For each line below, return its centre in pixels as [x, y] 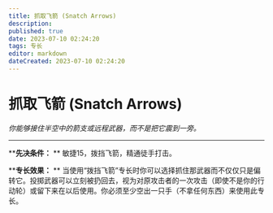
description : [30, 24]
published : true [36, 31]
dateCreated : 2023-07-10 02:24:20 [67, 62]
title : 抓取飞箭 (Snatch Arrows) [63, 16]
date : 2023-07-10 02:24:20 [54, 39]
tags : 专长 [26, 46]
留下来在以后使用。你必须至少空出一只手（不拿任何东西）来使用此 [147, 190]
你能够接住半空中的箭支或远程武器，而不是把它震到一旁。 [104, 128]
